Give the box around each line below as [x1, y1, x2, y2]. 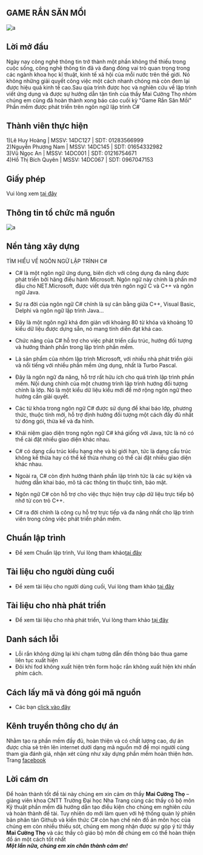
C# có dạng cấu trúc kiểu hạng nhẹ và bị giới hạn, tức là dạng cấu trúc [15, 447, 191, 455]
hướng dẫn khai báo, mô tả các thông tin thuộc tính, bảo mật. [15, 479, 168, 486]
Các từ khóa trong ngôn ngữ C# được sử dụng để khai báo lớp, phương [15, 404, 193, 412]
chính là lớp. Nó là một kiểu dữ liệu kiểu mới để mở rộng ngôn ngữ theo [15, 386, 192, 393]
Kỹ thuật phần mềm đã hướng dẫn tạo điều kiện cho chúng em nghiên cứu [6, 803, 191, 811]
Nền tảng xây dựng [6, 241, 80, 252]
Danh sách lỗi [6, 634, 59, 644]
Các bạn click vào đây [15, 703, 71, 710]
